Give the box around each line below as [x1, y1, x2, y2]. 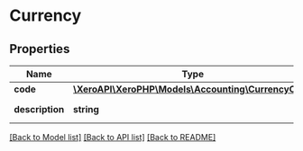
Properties [9, 41, 70, 57]
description [14, 103, 65, 115]
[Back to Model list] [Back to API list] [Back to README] [9, 132, 216, 142]
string [72, 103, 99, 115]
